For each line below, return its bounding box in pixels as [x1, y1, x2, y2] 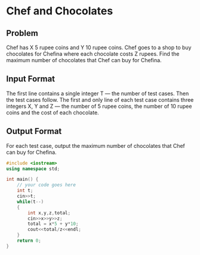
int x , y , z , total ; [27, 210, 70, 216]
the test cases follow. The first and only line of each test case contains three [6, 96, 194, 103]
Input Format [6, 74, 56, 84]
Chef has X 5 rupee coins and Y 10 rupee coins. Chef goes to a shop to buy [6, 44, 192, 51]
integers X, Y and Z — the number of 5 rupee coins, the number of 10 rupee [6, 102, 192, 110]
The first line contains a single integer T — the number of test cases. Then [6, 90, 189, 97]
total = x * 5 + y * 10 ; [27, 221, 79, 227]
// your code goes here [17, 182, 76, 188]
